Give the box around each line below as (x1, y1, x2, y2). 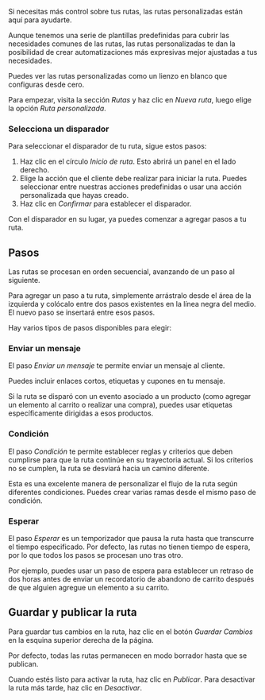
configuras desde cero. (8, 79, 85, 89)
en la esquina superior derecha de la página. (8, 635, 154, 644)
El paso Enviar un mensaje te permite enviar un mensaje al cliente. (8, 361, 225, 370)
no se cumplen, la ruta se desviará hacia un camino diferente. (8, 463, 210, 473)
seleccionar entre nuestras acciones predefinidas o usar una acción (19, 182, 242, 191)
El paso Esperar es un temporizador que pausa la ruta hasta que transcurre (8, 534, 255, 543)
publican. (8, 659, 39, 668)
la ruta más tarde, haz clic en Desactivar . (8, 683, 143, 692)
